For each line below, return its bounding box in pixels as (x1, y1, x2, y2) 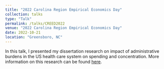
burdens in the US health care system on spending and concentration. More (5, 53, 159, 59)
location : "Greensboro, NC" (5, 35, 63, 40)
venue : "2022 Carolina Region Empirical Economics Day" (5, 26, 122, 31)
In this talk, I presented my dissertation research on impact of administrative (5, 48, 160, 54)
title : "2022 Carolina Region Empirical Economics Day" (5, 7, 122, 12)
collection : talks (5, 12, 43, 17)
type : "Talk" (5, 16, 32, 21)
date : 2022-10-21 (5, 30, 41, 35)
